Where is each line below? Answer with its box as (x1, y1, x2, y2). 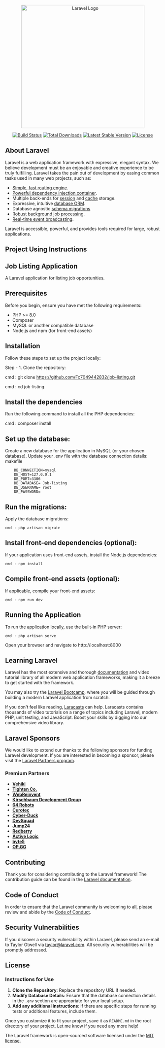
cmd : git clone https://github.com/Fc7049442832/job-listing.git (5, 374, 135, 380)
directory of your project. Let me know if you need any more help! (5, 1023, 139, 1029)
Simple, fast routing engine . (12, 185, 68, 191)
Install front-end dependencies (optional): (5, 539, 137, 547)
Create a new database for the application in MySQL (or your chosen (5, 448, 145, 454)
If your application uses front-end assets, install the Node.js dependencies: (5, 552, 158, 558)
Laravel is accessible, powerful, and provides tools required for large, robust (5, 226, 160, 232)
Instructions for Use (5, 976, 54, 983)
